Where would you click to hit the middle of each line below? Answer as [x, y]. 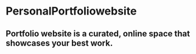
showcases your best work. [59, 43]
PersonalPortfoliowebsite [71, 11]
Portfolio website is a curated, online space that [98, 34]
